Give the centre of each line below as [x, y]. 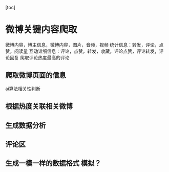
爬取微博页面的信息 [36, 76]
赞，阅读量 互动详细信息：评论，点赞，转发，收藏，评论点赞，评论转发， [82, 51]
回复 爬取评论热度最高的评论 [39, 57]
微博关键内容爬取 [41, 30]
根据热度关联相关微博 [39, 106]
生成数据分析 [26, 125]
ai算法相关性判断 [23, 89]
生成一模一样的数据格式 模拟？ [53, 163]
